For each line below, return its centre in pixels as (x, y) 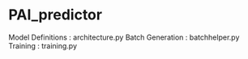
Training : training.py (43, 45)
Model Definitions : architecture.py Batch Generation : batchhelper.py (124, 37)
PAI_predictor (56, 15)
